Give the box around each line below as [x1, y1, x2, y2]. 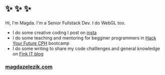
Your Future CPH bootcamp [12, 40, 70, 46]
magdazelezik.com [5, 63, 53, 70]
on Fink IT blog [12, 50, 44, 56]
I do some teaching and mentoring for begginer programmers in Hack [12, 34, 156, 40]
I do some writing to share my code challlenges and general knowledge [12, 45, 160, 51]
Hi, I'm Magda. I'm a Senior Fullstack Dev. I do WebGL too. [5, 19, 126, 25]
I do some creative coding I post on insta [12, 29, 97, 35]
